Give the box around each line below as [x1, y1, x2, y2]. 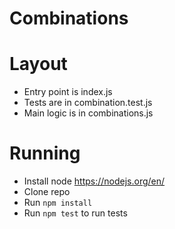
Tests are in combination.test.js [23, 97, 153, 109]
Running [9, 142, 81, 165]
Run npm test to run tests [23, 207, 128, 219]
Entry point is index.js [23, 86, 113, 98]
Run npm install [23, 197, 93, 209]
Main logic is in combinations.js [23, 107, 154, 119]
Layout [9, 53, 68, 76]
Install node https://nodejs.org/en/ [23, 175, 166, 187]
